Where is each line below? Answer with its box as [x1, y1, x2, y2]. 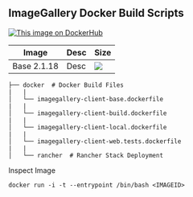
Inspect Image [8, 165, 56, 175]
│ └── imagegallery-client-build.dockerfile [8, 109, 167, 117]
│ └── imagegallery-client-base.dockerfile [8, 95, 163, 103]
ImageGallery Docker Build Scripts [8, 6, 185, 20]
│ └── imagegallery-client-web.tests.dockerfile [8, 137, 182, 146]
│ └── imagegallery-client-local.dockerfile [8, 123, 167, 131]
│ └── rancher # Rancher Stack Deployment [8, 151, 163, 159]
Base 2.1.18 [12, 60, 59, 72]
